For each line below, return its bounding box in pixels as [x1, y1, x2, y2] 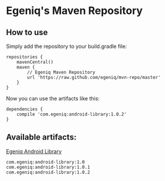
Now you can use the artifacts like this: [6, 95, 100, 102]
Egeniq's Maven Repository [6, 4, 143, 18]
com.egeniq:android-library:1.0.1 [6, 164, 91, 170]
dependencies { [6, 106, 43, 112]
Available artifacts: [6, 133, 77, 142]
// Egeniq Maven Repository [27, 69, 95, 75]
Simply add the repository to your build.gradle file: [6, 43, 127, 50]
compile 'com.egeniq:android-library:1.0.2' [16, 112, 127, 117]
